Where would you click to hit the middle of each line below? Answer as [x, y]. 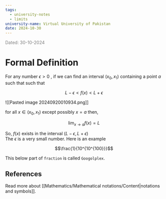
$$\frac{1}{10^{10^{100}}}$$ [84, 149]
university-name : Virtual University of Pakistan [58, 24]
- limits [19, 19]
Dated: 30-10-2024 [25, 42]
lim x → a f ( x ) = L [84, 123]
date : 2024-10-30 [23, 28]
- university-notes [30, 14]
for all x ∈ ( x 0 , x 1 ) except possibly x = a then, [52, 112]
